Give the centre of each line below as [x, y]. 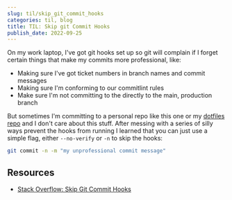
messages [32, 81]
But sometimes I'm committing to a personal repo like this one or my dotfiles [116, 116]
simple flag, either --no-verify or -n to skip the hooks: [85, 138]
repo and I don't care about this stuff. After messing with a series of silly [110, 124]
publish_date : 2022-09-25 [44, 33]
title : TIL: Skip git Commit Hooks [59, 26]
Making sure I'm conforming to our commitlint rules [91, 88]
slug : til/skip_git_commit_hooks [56, 13]
